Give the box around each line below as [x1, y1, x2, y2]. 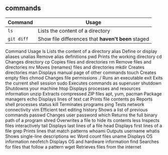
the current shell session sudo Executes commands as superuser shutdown [5, 80, 161, 86]
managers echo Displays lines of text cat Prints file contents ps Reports [5, 96, 153, 102]
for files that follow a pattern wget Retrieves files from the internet [5, 143, 141, 149]
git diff [8, 36, 29, 41]
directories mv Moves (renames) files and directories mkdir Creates [5, 64, 144, 70]
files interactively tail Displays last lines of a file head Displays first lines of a [5, 122, 162, 128]
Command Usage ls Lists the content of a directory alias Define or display [5, 48, 157, 54]
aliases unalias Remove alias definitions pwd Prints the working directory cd [5, 53, 162, 59]
